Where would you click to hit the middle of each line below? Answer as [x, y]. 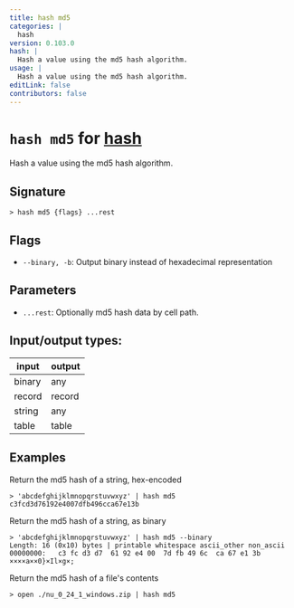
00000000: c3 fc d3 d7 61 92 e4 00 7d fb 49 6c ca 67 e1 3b [135, 553]
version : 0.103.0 [42, 43]
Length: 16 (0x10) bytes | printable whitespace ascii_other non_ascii [147, 545]
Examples [38, 458]
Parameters [43, 290]
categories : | [36, 26]
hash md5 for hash [76, 138]
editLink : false [40, 85]
